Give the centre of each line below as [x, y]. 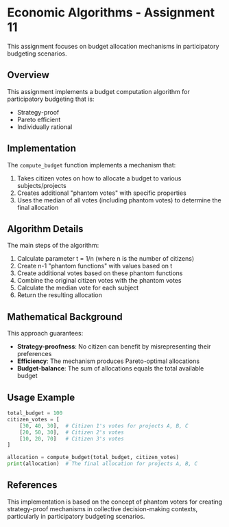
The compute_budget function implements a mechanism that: [92, 165]
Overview [28, 75]
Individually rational [45, 127]
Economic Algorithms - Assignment [111, 13]
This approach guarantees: [45, 333]
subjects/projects [41, 185]
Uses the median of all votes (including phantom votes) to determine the [119, 200]
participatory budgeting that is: [51, 99]
